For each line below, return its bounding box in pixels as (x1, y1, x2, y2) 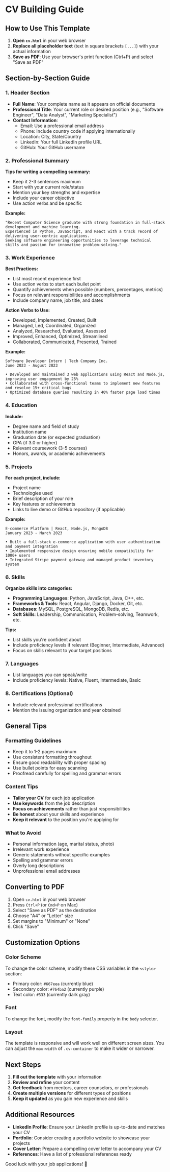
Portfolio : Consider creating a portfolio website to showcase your (12, 1135, 150, 1141)
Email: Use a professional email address (20, 123, 104, 129)
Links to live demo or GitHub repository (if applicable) (12, 506, 125, 512)
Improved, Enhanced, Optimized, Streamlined (12, 333, 108, 340)
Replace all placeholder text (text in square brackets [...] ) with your (12, 43, 159, 49)
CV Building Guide (5, 4, 84, 15)
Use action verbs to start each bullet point (12, 281, 101, 287)
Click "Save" (12, 923, 39, 929)
